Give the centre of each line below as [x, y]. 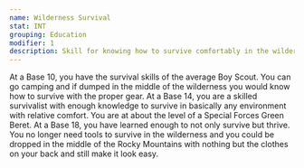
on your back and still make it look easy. [84, 154]
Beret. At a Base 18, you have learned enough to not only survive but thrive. [150, 125]
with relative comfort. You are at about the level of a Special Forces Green [147, 116]
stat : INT [28, 26]
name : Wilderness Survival [60, 18]
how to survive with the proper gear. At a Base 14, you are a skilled [133, 97]
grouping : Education [48, 34]
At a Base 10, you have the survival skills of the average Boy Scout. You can [150, 77]
